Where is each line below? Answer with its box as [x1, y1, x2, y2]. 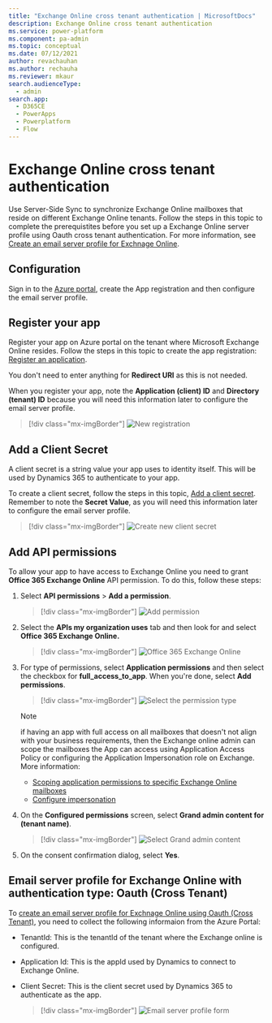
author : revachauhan [8, 58, 79, 66]
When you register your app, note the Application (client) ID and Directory [8, 386, 260, 396]
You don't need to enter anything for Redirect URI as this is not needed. [8, 370, 248, 380]
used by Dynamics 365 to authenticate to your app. [8, 473, 180, 483]
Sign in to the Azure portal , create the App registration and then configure [8, 283, 256, 293]
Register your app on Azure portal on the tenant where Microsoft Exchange [8, 338, 260, 347]
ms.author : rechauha [8, 65, 79, 73]
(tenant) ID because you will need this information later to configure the [8, 395, 248, 404]
